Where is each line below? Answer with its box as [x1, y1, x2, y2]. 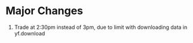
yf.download [14, 29, 45, 37]
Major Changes [5, 4, 84, 18]
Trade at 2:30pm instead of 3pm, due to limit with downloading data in [14, 24, 188, 31]
